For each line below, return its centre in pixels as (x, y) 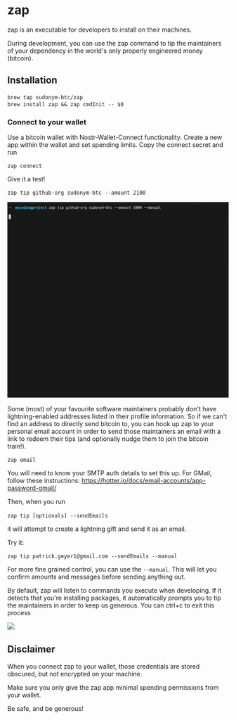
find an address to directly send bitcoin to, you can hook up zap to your (111, 423)
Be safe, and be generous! (46, 708)
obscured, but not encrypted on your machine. (75, 674)
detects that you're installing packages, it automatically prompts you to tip (114, 598)
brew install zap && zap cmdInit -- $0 (66, 104)
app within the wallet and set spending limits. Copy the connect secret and (115, 145)
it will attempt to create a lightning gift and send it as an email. (97, 529)
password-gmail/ (32, 488)
